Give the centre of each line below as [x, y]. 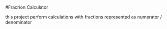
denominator [19, 22]
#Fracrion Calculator [27, 7]
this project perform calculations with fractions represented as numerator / [83, 17]
